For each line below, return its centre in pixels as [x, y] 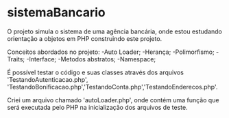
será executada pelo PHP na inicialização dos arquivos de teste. [97, 107]
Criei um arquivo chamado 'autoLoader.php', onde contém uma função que [113, 100]
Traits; [16, 59]
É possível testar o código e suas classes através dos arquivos [95, 72]
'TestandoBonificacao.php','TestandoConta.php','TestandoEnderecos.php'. [112, 87]
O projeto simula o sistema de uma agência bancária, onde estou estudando [115, 31]
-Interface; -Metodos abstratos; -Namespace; [91, 59]
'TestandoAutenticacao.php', [48, 79]
